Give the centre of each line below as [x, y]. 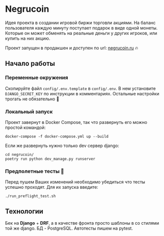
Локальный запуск [29, 112]
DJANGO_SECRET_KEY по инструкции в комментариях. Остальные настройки [82, 93]
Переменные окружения [37, 78]
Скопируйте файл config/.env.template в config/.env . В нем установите [81, 88]
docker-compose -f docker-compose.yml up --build [57, 136]
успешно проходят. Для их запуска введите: [52, 187]
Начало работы [30, 64]
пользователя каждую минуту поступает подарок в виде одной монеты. [82, 28]
